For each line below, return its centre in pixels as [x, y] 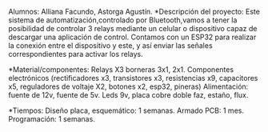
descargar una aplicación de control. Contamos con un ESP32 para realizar [132, 37]
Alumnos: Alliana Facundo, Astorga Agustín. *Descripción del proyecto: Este [134, 12]
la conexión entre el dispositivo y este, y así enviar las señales [111, 46]
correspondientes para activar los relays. [76, 54]
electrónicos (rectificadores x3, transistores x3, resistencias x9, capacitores [133, 78]
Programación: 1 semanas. [52, 119]
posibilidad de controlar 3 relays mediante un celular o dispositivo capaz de [133, 28]
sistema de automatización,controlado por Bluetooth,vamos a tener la [123, 20]
